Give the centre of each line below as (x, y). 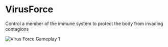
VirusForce (29, 9)
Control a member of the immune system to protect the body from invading (84, 24)
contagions (17, 29)
